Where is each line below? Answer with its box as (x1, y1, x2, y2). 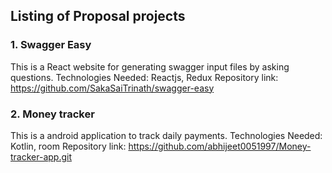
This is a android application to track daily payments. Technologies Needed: (10, 129, 323, 141)
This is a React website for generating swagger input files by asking (10, 60, 290, 73)
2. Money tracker (10, 107, 95, 121)
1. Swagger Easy (10, 38, 92, 52)
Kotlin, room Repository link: (10, 140, 127, 152)
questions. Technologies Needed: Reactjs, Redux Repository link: (10, 71, 279, 83)
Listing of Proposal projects (10, 8, 186, 25)
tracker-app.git (10, 150, 72, 163)
